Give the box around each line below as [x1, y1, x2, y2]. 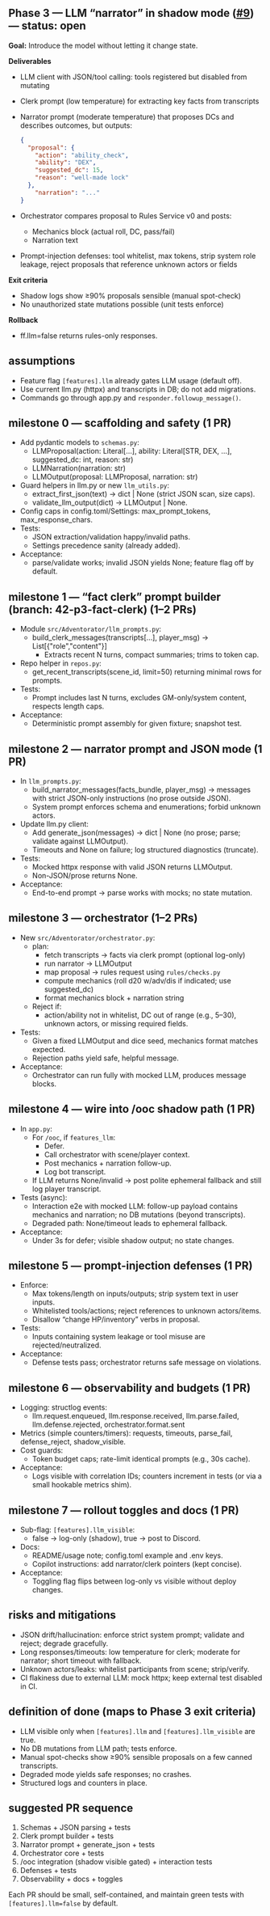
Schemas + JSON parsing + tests [19, 1823, 131, 1833]
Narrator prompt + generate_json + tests [19, 1840, 156, 1850]
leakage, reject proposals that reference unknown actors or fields [19, 259, 238, 269]
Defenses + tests [19, 1866, 77, 1876]
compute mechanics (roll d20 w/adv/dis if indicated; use [44, 975, 231, 985]
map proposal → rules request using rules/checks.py [44, 966, 221, 977]
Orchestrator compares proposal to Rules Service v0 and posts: [19, 210, 232, 221]
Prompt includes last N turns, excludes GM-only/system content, [31, 693, 247, 703]
